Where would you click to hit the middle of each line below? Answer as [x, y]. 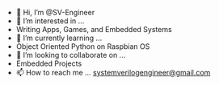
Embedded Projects [49, 63]
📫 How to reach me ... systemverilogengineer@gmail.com [113, 73]
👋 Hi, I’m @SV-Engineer [55, 12]
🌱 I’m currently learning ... [59, 38]
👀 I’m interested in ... [50, 21]
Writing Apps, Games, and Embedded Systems [94, 29]
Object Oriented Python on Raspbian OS [83, 47]
